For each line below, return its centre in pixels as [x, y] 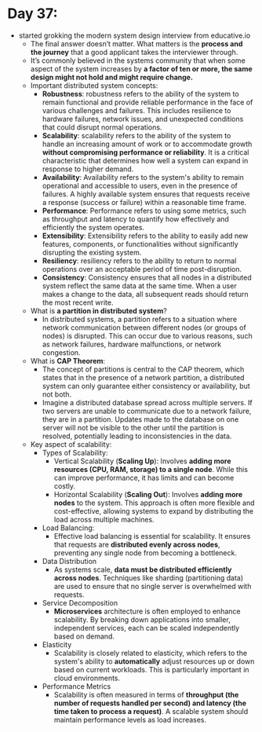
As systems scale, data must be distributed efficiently [143, 569]
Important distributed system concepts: [94, 85]
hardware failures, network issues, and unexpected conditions [143, 119]
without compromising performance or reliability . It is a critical [146, 152]
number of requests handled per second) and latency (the [150, 703]
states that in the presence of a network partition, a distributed [143, 377]
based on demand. [84, 636]
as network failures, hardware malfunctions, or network [131, 344]
